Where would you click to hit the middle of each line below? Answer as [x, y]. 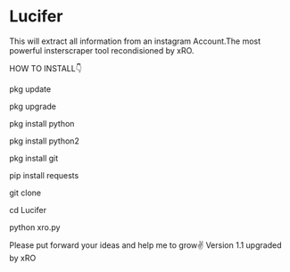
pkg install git [34, 158]
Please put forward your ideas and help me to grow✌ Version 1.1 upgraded [145, 245]
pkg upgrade [33, 106]
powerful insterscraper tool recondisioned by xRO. [102, 50]
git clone [25, 193]
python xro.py [35, 227]
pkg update [30, 89]
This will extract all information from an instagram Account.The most [135, 41]
